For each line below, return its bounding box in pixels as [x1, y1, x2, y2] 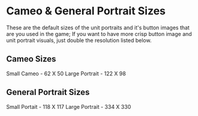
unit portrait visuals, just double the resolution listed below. [6, 36, 152, 44]
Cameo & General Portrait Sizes [6, 4, 166, 18]
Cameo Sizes [6, 54, 56, 64]
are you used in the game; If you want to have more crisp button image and [6, 30, 192, 37]
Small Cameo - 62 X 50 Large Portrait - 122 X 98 [6, 70, 126, 77]
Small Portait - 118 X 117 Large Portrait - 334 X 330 [6, 103, 131, 110]
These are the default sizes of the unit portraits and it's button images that [6, 24, 190, 31]
